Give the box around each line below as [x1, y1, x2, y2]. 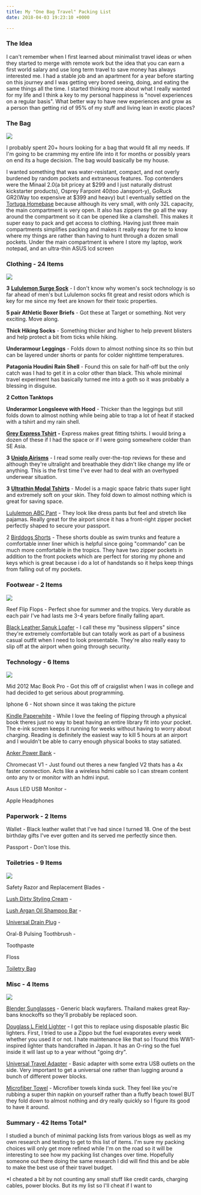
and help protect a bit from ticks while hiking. [6, 334, 118, 341]
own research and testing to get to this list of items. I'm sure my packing [6, 1139, 185, 1146]
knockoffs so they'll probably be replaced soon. [20, 1011, 138, 1018]
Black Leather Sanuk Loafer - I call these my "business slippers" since [6, 624, 180, 631]
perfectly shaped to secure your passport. [6, 522, 111, 529]
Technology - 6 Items [6, 658, 70, 666]
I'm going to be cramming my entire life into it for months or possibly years [6, 151, 191, 158]
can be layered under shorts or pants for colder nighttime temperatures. [6, 352, 184, 359]
